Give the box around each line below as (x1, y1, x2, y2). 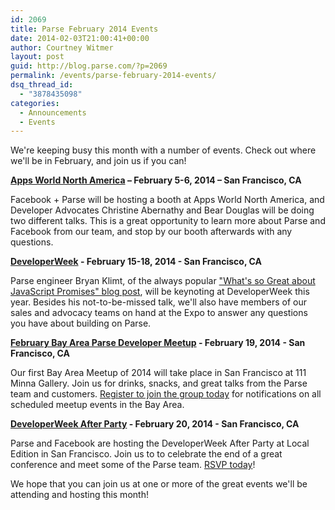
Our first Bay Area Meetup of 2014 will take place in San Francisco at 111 (10, 367, 307, 379)
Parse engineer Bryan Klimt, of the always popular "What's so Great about (10, 275, 316, 287)
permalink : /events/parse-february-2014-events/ (10, 71, 217, 81)
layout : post (10, 52, 65, 62)
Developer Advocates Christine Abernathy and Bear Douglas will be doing (10, 204, 315, 216)
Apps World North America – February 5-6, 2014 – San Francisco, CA (10, 174, 302, 186)
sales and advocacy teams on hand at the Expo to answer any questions (10, 307, 308, 319)
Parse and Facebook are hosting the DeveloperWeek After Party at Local (10, 437, 310, 450)
